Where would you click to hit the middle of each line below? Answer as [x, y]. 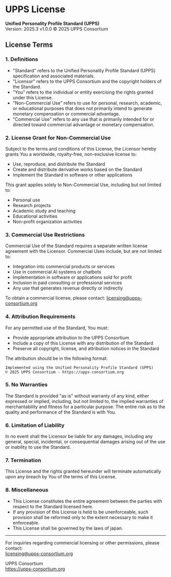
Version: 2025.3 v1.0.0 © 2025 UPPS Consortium [57, 28]
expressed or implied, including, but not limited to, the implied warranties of [84, 401]
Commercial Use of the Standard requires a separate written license [77, 246]
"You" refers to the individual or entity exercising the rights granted [83, 92]
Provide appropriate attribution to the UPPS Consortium [71, 337]
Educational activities [35, 216]
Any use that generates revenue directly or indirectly [68, 288]
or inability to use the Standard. [38, 447]
